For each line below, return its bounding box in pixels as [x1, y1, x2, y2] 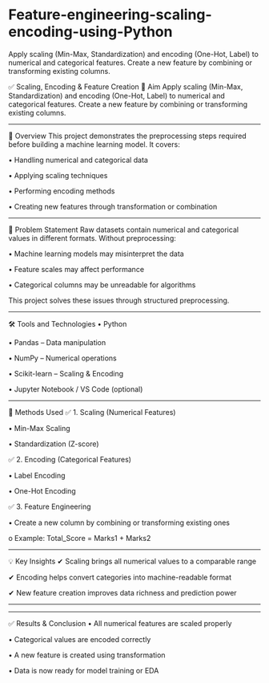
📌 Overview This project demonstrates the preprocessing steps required [8, 131, 247, 140]
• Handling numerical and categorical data [8, 155, 148, 165]
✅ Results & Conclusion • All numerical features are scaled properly [8, 618, 232, 628]
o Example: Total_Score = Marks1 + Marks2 [8, 533, 151, 543]
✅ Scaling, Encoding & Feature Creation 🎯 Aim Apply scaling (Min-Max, [8, 82, 243, 91]
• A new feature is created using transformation [8, 650, 166, 660]
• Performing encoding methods [8, 186, 115, 196]
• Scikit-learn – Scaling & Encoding [8, 368, 124, 378]
